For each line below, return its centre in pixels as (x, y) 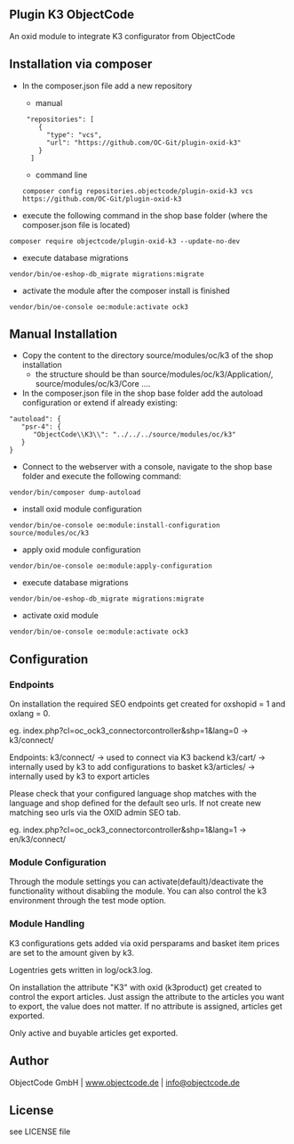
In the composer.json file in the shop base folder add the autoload (143, 393)
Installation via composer (81, 65)
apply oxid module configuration (81, 550)
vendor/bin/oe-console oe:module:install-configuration (115, 526)
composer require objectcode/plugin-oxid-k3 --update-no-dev (125, 241)
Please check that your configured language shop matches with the (133, 794)
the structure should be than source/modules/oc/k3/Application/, (154, 374)
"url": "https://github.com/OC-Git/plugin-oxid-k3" (143, 143)
